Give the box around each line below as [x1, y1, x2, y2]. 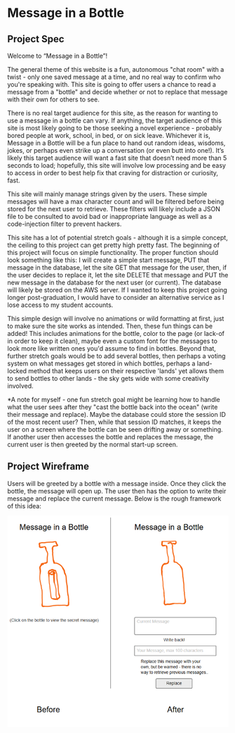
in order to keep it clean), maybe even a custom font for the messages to [7, 337, 217, 345]
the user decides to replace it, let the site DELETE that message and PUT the [7, 271, 229, 279]
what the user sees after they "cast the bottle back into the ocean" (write [7, 403, 218, 411]
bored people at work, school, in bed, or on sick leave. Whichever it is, [7, 132, 210, 139]
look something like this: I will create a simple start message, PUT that [7, 256, 210, 264]
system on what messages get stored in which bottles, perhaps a [7, 359, 196, 368]
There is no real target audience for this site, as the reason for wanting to [7, 109, 219, 117]
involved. [7, 382, 34, 390]
